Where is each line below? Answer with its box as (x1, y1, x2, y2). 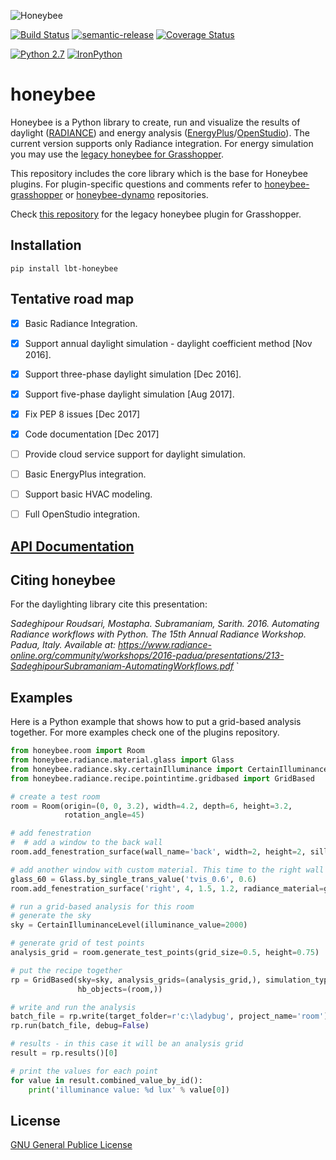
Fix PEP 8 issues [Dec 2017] (24, 408, 141, 420)
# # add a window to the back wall (10, 838, 163, 848)
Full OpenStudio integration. (24, 508, 141, 520)
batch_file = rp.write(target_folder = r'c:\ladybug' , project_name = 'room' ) (10, 1011, 329, 1022)
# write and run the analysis (10, 1002, 137, 1012)
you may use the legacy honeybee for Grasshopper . (10, 148, 224, 160)
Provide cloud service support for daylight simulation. (24, 448, 246, 460)
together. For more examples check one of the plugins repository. (10, 726, 280, 739)
